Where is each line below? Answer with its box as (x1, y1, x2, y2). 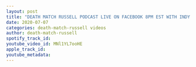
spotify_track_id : (6, 36, 51, 41)
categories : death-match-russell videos (6, 24, 107, 31)
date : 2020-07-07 (6, 19, 49, 25)
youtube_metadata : (6, 52, 51, 58)
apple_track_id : (6, 47, 46, 52)
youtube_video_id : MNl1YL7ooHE (6, 41, 83, 47)
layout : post (6, 8, 38, 15)
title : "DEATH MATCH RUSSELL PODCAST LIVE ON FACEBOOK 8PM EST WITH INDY (6, 14, 191, 20)
